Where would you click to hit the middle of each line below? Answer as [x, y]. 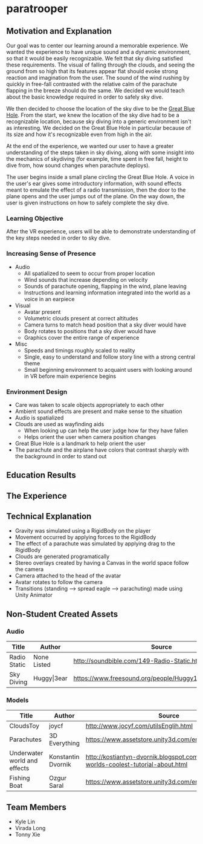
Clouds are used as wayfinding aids [60, 424]
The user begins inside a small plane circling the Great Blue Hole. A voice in [100, 177]
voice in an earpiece [49, 299]
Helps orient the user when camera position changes [90, 437]
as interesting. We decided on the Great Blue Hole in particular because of [99, 128]
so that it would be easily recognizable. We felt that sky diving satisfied [95, 58]
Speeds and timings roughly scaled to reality [79, 350]
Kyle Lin [25, 822]
